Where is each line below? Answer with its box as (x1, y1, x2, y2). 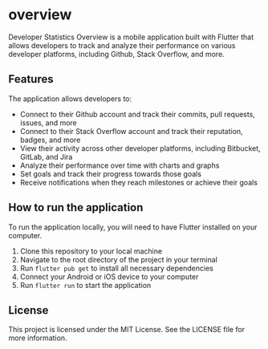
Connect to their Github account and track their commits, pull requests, (19, 109, 255, 119)
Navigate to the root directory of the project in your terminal (19, 254, 218, 264)
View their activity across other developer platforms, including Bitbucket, (19, 143, 261, 153)
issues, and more (19, 118, 78, 128)
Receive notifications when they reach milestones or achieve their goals (19, 177, 258, 187)
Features (8, 72, 54, 86)
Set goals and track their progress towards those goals (19, 168, 202, 178)
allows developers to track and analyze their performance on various (8, 40, 236, 50)
